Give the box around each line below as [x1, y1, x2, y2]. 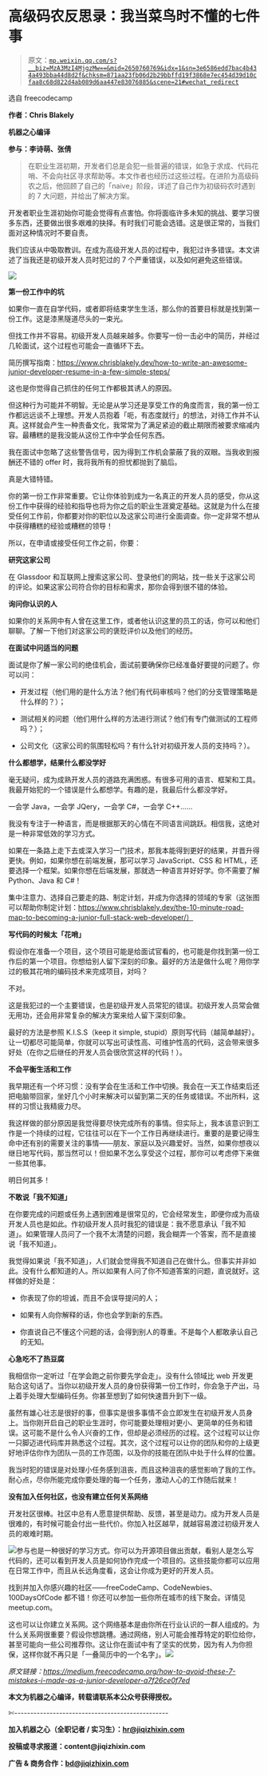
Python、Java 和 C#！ [8, 876, 82, 885]
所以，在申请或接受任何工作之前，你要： [8, 538, 141, 547]
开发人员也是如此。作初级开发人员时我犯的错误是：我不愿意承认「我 [8, 1219, 232, 1229]
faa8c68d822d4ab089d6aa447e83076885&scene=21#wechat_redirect [27, 77, 239, 86]
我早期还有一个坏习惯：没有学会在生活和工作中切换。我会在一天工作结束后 [8, 1081, 253, 1091]
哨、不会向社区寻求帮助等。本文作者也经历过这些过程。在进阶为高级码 [27, 171, 259, 181]
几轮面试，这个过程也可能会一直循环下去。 [8, 340, 148, 350]
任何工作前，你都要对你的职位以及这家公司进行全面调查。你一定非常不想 [14, 511, 253, 520]
